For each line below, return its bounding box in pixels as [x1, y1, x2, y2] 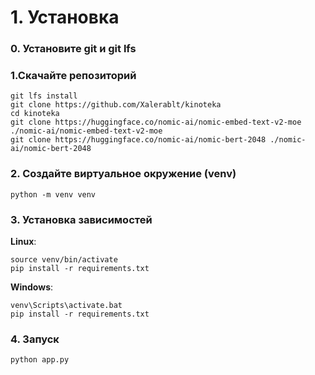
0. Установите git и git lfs [10, 42, 137, 56]
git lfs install [10, 91, 78, 101]
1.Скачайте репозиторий [10, 69, 137, 83]
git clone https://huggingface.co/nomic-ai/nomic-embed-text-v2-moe [10, 117, 302, 128]
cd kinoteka [10, 109, 60, 119]
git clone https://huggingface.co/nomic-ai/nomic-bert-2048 [10, 135, 267, 145]
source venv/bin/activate [10, 255, 118, 265]
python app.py [10, 355, 70, 365]
